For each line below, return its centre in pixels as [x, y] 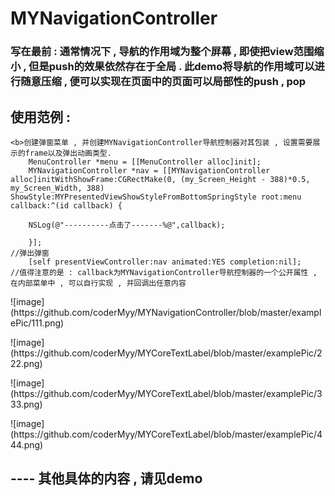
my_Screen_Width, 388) [57, 188]
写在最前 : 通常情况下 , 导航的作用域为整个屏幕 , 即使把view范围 [162, 52]
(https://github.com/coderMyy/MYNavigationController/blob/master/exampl [166, 312]
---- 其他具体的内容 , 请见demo [106, 478]
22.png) [26, 363]
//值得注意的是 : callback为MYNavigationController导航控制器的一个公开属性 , [164, 272]
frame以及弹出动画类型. [68, 153]
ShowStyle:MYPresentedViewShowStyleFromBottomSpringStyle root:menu [156, 197]
